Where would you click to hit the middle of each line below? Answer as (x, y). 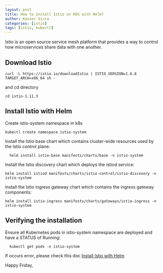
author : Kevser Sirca (27, 19)
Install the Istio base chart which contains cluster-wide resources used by (80, 141)
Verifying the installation (44, 221)
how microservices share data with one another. (54, 47)
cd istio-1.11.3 (22, 96)
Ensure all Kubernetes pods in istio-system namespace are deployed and (79, 232)
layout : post (18, 10)
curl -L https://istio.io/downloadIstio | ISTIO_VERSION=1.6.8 (71, 74)
